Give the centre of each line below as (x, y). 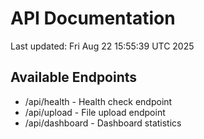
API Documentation (93, 18)
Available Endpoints (74, 77)
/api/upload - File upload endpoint (95, 112)
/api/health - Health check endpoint (98, 101)
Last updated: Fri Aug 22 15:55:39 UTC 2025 (102, 46)
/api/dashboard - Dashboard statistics (103, 123)
